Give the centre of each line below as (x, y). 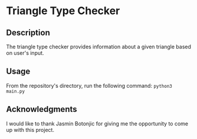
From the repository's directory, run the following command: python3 (89, 85)
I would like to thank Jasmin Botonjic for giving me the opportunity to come (97, 123)
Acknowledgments (42, 109)
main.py (16, 91)
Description (28, 33)
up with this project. (30, 130)
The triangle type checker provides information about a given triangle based (99, 47)
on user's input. (25, 53)
